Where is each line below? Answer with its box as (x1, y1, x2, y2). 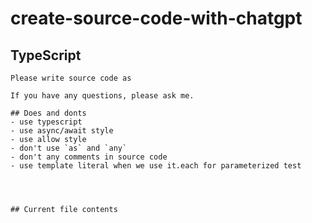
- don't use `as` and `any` (10, 143, 128, 153)
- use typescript (10, 117, 83, 127)
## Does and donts (10, 108, 87, 118)
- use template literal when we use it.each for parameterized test (10, 161, 302, 171)
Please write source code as (10, 73, 132, 83)
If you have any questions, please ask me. (10, 91, 195, 101)
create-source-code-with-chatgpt (10, 7, 303, 30)
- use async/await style (10, 126, 114, 136)
